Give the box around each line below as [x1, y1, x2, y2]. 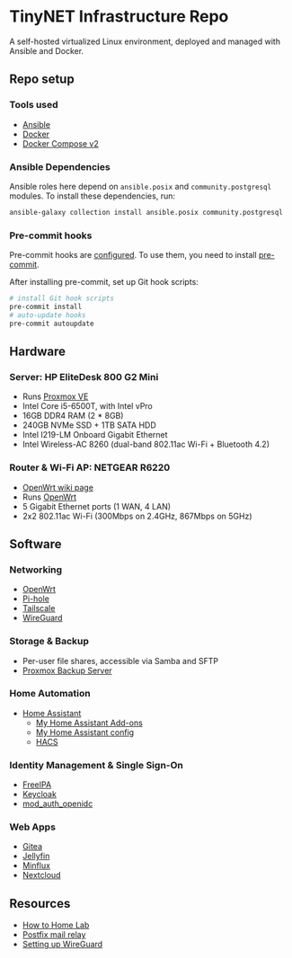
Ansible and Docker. [9, 45, 84, 56]
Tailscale [22, 603, 56, 614]
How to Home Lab [22, 919, 90, 931]
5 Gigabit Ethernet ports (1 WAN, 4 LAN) [22, 501, 172, 511]
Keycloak [22, 789, 57, 800]
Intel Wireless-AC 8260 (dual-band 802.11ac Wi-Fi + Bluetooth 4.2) [22, 439, 270, 450]
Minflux [22, 860, 51, 871]
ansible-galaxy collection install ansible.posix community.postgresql [9, 208, 283, 217]
